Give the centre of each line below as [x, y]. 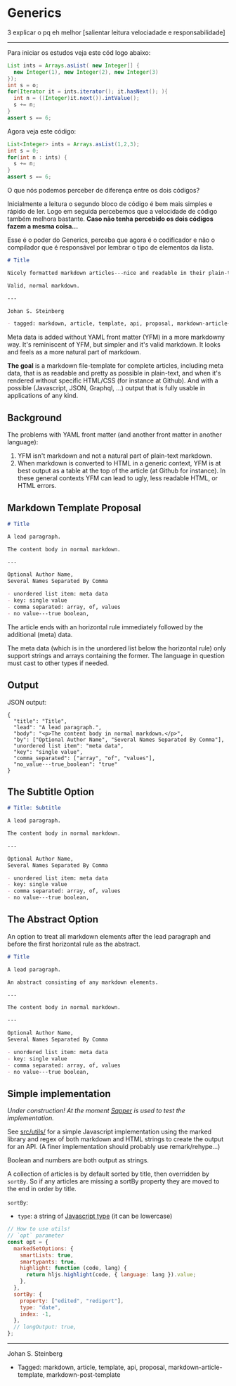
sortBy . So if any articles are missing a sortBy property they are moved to [113, 1181]
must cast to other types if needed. [58, 663]
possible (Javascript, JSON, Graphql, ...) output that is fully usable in [106, 388]
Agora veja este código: [42, 131]
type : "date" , [40, 1307]
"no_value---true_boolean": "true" [66, 764]
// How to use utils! [39, 1229]
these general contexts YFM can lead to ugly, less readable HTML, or [118, 478]
